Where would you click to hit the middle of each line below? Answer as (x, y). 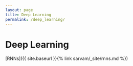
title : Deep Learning (28, 15)
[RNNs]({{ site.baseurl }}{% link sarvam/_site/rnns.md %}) (67, 58)
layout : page (19, 10)
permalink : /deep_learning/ (35, 19)
